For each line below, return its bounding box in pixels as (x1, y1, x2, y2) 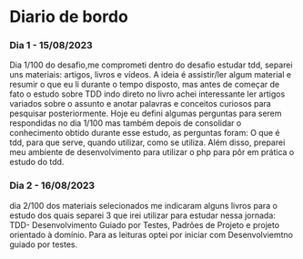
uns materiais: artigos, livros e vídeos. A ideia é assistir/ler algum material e (9, 69, 292, 80)
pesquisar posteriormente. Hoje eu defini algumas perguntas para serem (9, 108, 282, 119)
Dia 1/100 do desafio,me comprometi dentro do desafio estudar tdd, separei (9, 59, 293, 70)
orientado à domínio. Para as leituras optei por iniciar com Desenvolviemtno (9, 229, 294, 240)
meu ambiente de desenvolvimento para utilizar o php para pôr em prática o (9, 147, 295, 158)
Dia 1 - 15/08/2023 (9, 39, 93, 52)
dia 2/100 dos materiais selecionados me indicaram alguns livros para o (9, 200, 278, 211)
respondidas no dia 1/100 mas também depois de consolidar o (9, 118, 242, 129)
